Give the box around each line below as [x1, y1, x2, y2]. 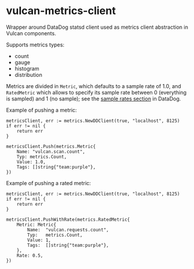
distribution [14, 71, 43, 78]
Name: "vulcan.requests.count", [27, 227, 109, 233]
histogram [14, 65, 39, 72]
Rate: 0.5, [16, 253, 44, 258]
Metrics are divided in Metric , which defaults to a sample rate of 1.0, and [6, 82, 181, 89]
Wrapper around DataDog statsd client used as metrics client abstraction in [6, 23, 188, 31]
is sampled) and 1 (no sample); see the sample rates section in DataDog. [6, 95, 181, 102]
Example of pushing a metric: [6, 106, 78, 113]
